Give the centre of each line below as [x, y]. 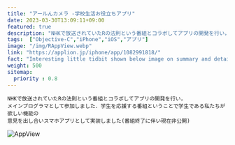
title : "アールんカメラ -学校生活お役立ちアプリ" [71, 14]
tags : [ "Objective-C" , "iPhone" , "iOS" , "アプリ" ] [78, 40]
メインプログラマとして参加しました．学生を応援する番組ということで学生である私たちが [116, 106]
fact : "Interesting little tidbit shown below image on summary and [109, 59]
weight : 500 [24, 66]
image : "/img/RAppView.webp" [50, 46]
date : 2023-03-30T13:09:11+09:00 [56, 20]
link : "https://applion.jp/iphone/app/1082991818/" [84, 53]
